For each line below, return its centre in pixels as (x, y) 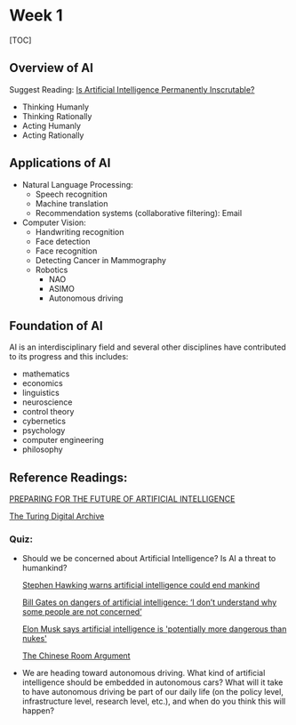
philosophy (43, 449)
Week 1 (36, 16)
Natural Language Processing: (77, 184)
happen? (38, 711)
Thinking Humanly (56, 107)
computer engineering (63, 440)
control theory (48, 412)
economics (43, 383)
